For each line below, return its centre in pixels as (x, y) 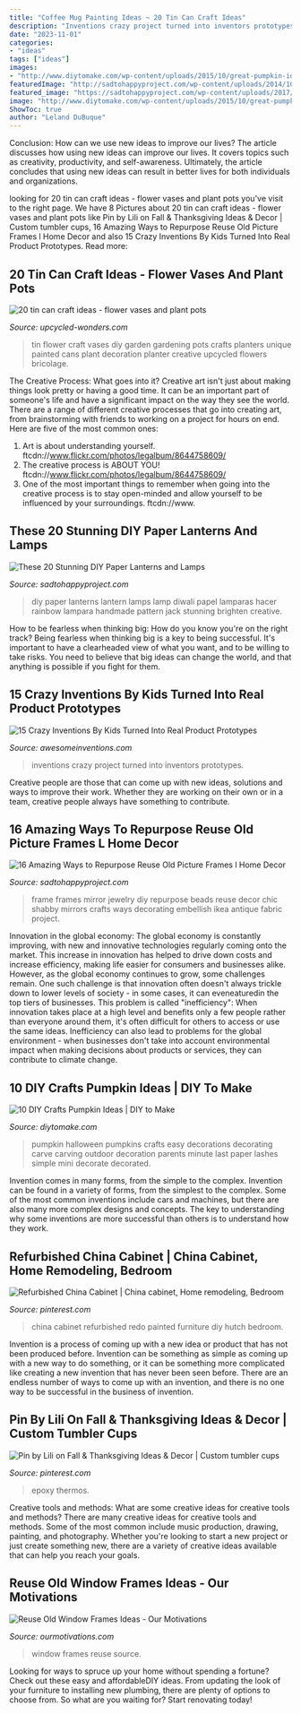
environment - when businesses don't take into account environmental (140, 1041)
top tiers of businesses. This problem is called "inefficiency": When (133, 1003)
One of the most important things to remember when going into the (146, 484)
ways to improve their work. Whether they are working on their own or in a (146, 792)
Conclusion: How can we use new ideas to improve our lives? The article (143, 143)
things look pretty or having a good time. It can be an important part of (139, 390)
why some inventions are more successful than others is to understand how (149, 1219)
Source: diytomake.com (53, 1127)
